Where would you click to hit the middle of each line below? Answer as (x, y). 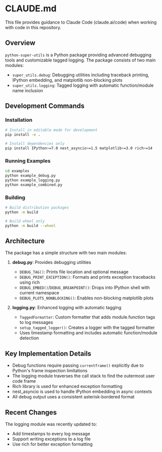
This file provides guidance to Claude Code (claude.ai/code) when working (81, 22)
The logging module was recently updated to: (51, 424)
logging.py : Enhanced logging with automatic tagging (67, 308)
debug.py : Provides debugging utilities (52, 262)
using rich (30, 282)
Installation (19, 120)
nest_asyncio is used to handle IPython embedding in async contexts (82, 391)
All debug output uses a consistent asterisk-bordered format (73, 397)
